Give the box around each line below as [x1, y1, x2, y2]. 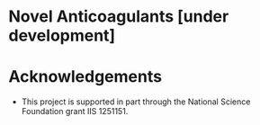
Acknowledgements [8, 67, 163, 87]
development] [8, 25, 116, 46]
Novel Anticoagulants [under [8, 6, 229, 27]
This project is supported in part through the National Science [21, 96, 251, 107]
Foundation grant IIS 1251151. [21, 106, 129, 117]
